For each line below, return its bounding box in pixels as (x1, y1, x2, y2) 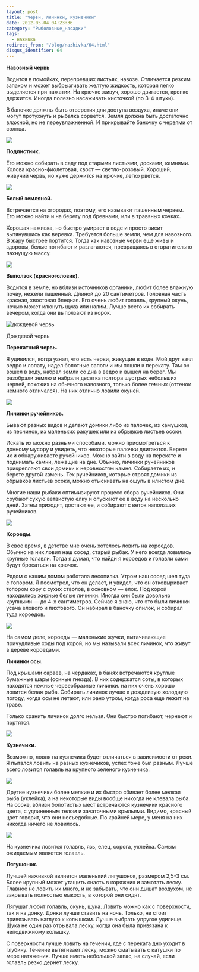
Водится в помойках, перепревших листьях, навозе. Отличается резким (6, 75, 191, 82)
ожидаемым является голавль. (6, 849, 85, 856)
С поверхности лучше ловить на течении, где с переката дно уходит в (6, 940, 185, 947)
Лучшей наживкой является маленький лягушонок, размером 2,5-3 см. (6, 872, 190, 880)
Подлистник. (6, 147, 40, 155)
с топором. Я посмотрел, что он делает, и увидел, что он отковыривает (6, 579, 188, 586)
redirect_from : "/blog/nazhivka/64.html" (6, 42, 110, 48)
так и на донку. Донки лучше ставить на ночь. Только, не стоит (6, 909, 168, 916)
